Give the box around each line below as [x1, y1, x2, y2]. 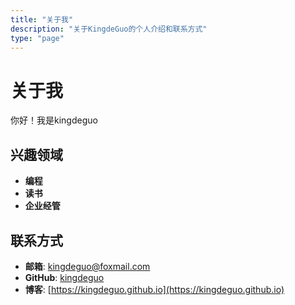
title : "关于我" [10, 14, 74, 25]
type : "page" [10, 33, 65, 43]
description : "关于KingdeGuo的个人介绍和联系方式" [10, 24, 208, 34]
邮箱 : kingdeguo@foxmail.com [24, 260, 151, 272]
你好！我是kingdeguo [10, 114, 98, 126]
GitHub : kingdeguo [24, 271, 105, 283]
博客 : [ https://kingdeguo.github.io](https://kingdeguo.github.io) [24, 283, 285, 295]
